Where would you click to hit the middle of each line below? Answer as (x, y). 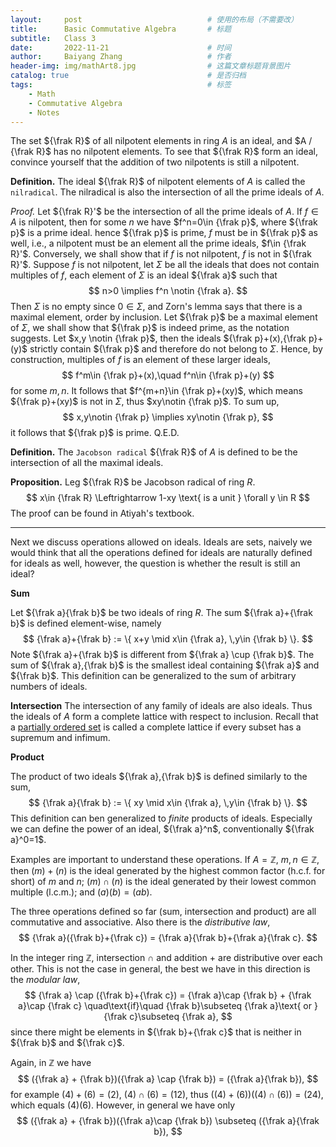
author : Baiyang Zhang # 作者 (121, 57)
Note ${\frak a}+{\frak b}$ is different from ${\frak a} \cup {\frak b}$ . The (162, 655)
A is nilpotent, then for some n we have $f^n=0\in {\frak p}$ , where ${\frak (164, 222)
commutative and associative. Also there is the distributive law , (140, 922)
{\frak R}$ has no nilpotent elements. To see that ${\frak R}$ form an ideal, (164, 152)
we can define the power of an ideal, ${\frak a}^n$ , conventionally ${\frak (162, 829)
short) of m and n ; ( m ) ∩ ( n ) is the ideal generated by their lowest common (163, 882)
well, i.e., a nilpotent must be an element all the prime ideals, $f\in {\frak (158, 243)
